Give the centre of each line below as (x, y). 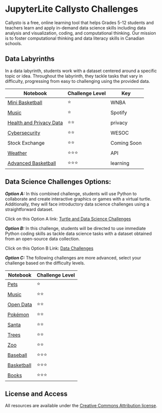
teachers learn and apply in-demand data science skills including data (76, 27)
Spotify (119, 113)
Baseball (17, 355)
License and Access (36, 394)
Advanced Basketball (32, 163)
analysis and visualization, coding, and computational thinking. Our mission (81, 33)
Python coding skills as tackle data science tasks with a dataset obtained (79, 233)
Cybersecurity (24, 133)
